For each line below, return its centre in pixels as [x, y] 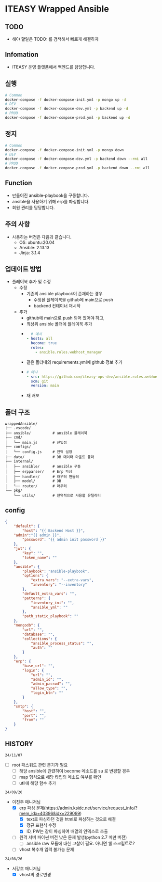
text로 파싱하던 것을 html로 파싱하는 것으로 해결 [71, 819]
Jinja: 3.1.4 [30, 253]
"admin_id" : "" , [47, 679]
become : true [44, 343]
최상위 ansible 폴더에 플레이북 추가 [59, 324]
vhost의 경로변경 [35, 874]
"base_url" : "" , [39, 666]
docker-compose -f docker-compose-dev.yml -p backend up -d [67, 109]
